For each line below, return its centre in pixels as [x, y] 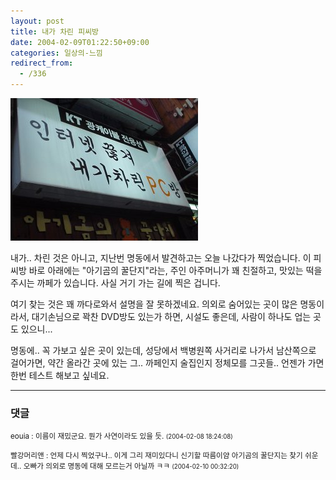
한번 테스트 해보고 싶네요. [60, 375]
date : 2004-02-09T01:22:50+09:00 [80, 42]
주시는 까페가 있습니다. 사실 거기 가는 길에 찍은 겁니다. [115, 283]
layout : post [37, 21]
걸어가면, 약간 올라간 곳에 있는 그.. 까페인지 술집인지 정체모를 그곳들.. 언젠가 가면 [167, 363]
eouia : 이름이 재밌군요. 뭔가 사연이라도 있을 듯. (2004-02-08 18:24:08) [121, 436]
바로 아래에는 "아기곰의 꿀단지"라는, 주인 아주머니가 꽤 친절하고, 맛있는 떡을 [175, 270]
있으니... [36, 329]
